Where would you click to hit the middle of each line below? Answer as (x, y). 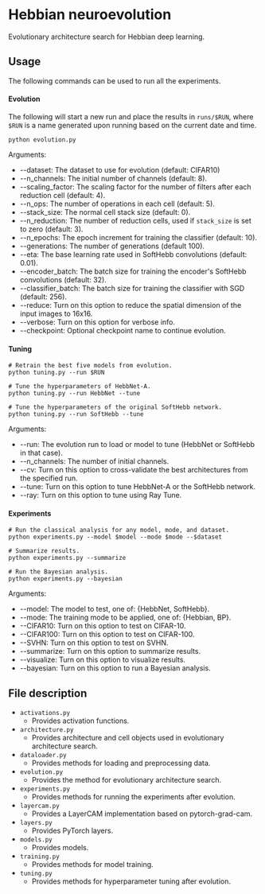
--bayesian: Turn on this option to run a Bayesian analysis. (115, 668)
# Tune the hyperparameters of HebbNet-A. (80, 387)
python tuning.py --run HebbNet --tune (74, 394)
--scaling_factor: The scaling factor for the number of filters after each (136, 187)
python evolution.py (43, 140)
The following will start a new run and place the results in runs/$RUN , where (131, 116)
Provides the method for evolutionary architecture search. (126, 780)
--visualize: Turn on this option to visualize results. (102, 660)
